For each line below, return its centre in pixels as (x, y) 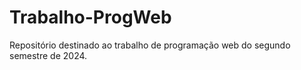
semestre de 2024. (48, 55)
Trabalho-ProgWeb (90, 17)
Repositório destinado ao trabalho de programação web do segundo (150, 45)
